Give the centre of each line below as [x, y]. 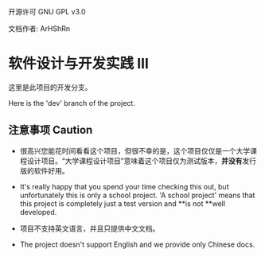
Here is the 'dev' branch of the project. [72, 103]
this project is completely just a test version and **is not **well [122, 203]
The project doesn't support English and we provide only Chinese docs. [137, 244]
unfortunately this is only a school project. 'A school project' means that [137, 195]
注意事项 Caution [51, 130]
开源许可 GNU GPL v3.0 [47, 12]
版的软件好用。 [44, 170]
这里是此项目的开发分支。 [50, 87]
